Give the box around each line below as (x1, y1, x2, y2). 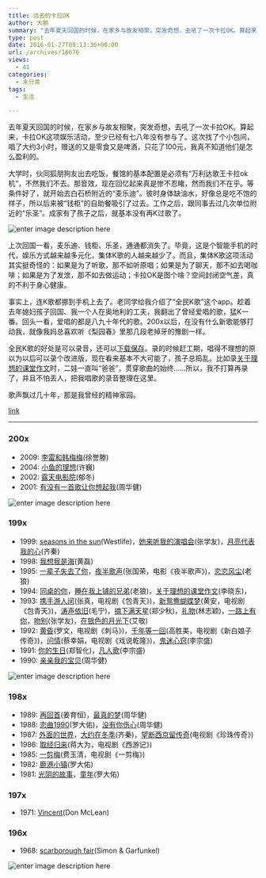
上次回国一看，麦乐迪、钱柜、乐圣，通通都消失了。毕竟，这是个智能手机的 (8, 241, 251, 250)
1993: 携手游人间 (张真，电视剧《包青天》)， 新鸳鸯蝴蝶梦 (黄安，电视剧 (19, 596, 245, 605)
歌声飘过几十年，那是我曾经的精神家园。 (8, 390, 140, 400)
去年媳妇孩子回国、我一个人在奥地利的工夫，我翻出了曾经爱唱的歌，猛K (8, 307, 242, 317)
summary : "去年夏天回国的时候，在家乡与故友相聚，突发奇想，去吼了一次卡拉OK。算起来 (8, 26, 257, 34)
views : (8, 56, 30, 64)
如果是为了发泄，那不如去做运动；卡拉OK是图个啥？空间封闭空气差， (21, 270, 248, 280)
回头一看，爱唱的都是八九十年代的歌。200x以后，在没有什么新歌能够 (21, 317, 247, 326)
